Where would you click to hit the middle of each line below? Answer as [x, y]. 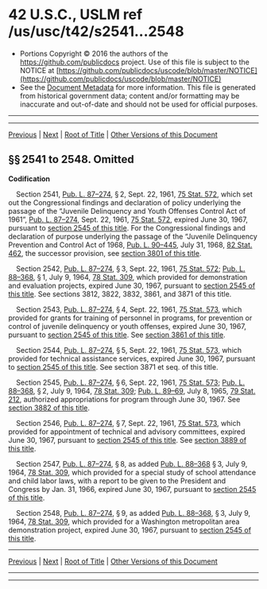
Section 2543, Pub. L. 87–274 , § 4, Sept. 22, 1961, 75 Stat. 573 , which [129, 309]
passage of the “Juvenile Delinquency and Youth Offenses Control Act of [127, 211]
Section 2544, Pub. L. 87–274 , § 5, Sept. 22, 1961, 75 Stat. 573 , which [129, 350]
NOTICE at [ [39, 70]
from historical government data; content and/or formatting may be [130, 95]
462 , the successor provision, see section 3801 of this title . [105, 253]
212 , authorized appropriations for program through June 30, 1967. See [124, 399]
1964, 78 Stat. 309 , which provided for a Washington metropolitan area [124, 521]
